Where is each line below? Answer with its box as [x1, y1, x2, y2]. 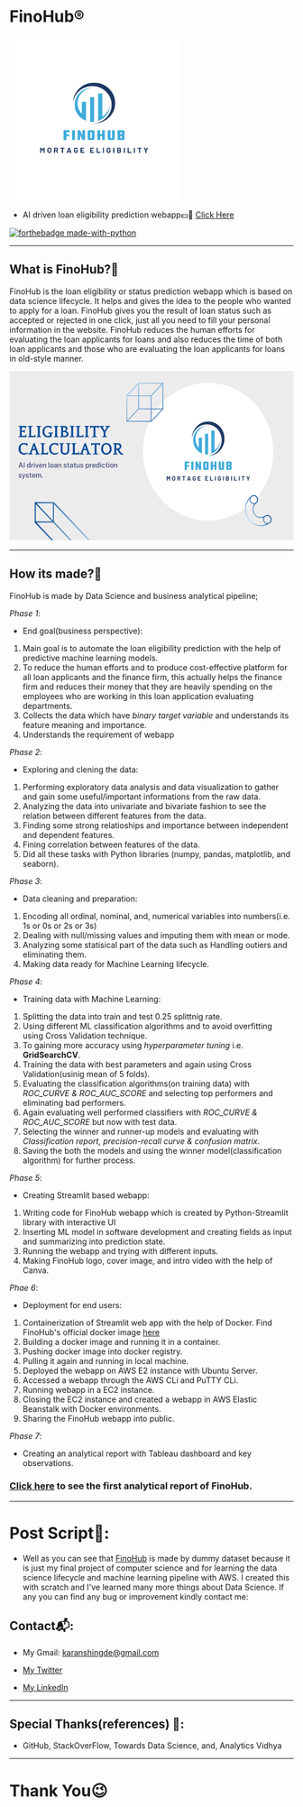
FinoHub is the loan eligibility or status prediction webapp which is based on [9, 286, 293, 297]
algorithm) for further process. [22, 1155, 136, 1166]
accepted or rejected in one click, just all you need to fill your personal [9, 314, 271, 326]
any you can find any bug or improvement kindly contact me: [22, 1590, 249, 1602]
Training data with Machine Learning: [22, 993, 161, 1004]
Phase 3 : [9, 875, 42, 886]
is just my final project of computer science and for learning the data [22, 1563, 278, 1573]
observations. [22, 1457, 74, 1468]
